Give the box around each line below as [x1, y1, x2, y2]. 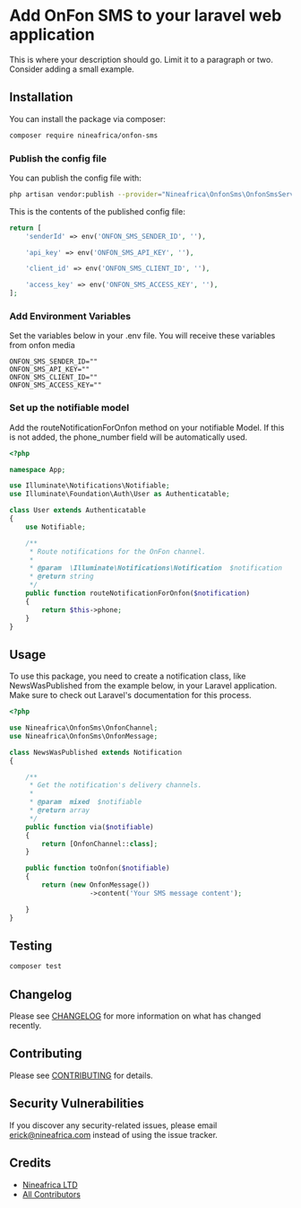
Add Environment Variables [9, 310, 132, 322]
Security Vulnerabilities [9, 1096, 145, 1111]
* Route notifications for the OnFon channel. [29, 547, 206, 556]
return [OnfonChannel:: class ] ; [41, 839, 159, 848]
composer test [9, 962, 63, 971]
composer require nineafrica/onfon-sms [9, 131, 159, 140]
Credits [9, 1155, 52, 1171]
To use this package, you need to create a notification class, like [9, 670, 246, 682]
